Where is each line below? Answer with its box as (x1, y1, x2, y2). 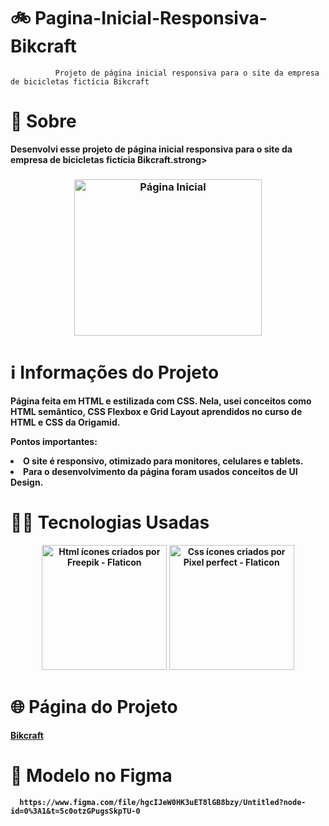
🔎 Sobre (10, 110, 77, 133)
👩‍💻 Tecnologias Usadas (10, 511, 210, 534)
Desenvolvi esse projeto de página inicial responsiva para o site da (10, 143, 293, 155)
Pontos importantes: (10, 435, 98, 447)
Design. (10, 476, 44, 488)
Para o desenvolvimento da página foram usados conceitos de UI (23, 465, 298, 477)
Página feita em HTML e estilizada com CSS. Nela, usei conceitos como (10, 395, 312, 407)
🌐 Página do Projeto (10, 695, 178, 718)
